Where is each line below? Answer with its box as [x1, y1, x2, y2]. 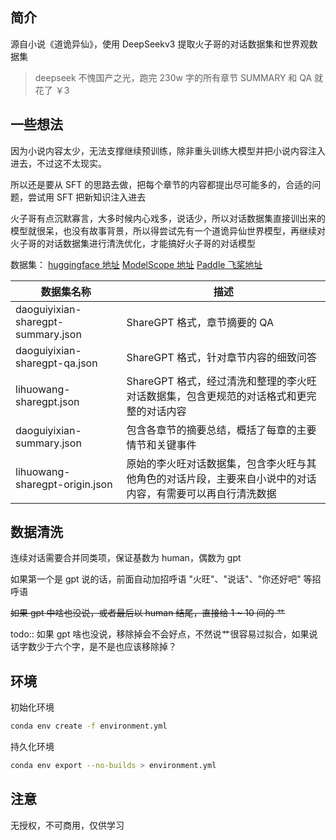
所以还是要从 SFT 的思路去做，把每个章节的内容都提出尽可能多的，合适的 [10, 178, 313, 190]
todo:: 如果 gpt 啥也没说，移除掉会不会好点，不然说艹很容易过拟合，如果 [10, 628, 310, 640]
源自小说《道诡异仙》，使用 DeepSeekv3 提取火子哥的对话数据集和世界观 [10, 38, 310, 50]
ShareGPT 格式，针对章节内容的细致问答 [126, 350, 317, 364]
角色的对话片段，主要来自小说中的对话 [136, 471, 317, 485]
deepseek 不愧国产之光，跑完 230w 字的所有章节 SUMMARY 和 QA [34, 71, 313, 83]
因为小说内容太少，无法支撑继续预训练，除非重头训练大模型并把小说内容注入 [10, 144, 326, 157]
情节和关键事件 [126, 438, 197, 452]
